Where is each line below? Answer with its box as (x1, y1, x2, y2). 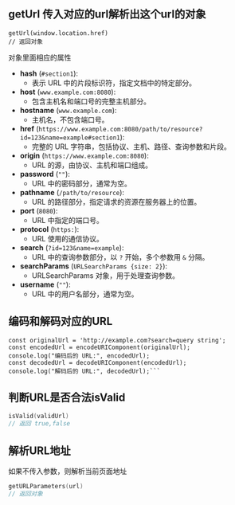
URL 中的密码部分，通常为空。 (31, 178, 131, 188)
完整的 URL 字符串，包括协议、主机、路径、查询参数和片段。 (31, 142, 231, 151)
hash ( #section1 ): (19, 69, 78, 78)
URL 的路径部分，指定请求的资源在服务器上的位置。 (31, 197, 202, 206)
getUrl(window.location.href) (8, 29, 109, 37)
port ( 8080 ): (19, 206, 58, 215)
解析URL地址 (8, 444, 72, 457)
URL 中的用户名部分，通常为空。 (31, 289, 139, 299)
